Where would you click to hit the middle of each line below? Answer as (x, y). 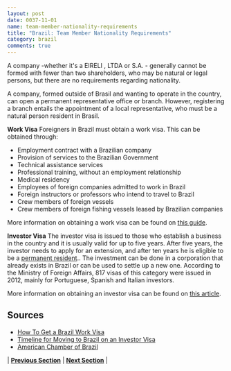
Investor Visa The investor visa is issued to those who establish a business (114, 236)
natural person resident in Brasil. (54, 116)
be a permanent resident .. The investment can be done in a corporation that (115, 258)
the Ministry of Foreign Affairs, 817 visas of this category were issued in (109, 273)
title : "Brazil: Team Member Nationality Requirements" (89, 33)
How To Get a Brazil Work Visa (61, 332)
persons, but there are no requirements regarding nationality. (94, 80)
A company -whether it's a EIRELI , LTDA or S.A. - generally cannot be (107, 66)
